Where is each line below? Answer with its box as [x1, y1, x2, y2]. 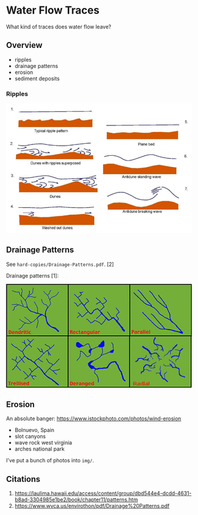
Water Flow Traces [6, 4, 100, 17]
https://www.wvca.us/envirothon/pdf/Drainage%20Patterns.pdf [14, 503, 170, 510]
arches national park [14, 445, 65, 453]
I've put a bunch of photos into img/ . [6, 457, 94, 464]
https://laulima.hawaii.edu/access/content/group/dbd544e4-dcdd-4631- [14, 490, 192, 497]
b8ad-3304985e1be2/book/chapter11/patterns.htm [14, 496, 138, 503]
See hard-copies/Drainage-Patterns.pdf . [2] [6, 260, 114, 268]
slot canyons [14, 433, 46, 440]
